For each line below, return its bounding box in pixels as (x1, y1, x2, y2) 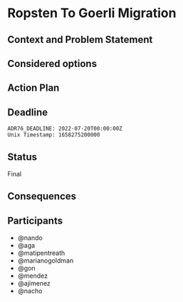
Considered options (7, 57, 98, 69)
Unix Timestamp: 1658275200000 (7, 131, 100, 139)
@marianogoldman (17, 256, 74, 265)
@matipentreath (17, 248, 66, 258)
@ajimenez (17, 279, 51, 288)
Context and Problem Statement (7, 34, 153, 46)
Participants (7, 214, 63, 226)
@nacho (17, 287, 43, 296)
